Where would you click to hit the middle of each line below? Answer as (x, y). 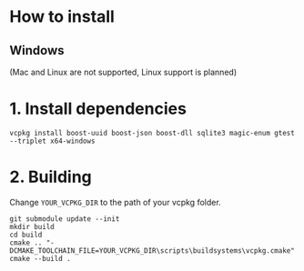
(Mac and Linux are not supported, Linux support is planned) (123, 72)
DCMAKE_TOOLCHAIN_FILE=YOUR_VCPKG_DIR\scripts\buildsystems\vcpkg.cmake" (152, 251)
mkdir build (32, 226)
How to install (62, 17)
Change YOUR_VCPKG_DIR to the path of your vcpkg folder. (115, 202)
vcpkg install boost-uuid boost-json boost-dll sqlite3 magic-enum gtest (152, 133)
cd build (26, 235)
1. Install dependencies (98, 109)
